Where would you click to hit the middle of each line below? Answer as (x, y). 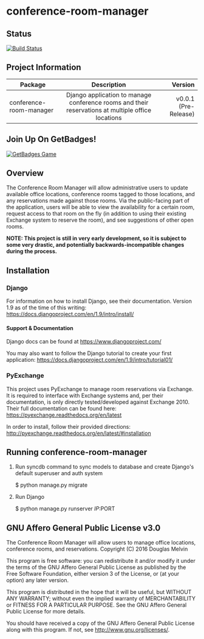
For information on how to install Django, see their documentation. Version (99, 301)
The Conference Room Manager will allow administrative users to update (97, 188)
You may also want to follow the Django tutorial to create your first (89, 353)
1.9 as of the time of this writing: (46, 308)
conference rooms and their (109, 102)
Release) (182, 114)
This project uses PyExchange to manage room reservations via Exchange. (100, 389)
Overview (25, 173)
